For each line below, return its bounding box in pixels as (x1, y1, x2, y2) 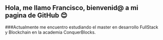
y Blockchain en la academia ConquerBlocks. (5, 29, 96, 35)
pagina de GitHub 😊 (5, 12, 67, 20)
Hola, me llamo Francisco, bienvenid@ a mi (5, 4, 139, 12)
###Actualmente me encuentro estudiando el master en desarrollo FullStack (5, 24, 159, 30)
